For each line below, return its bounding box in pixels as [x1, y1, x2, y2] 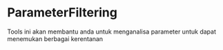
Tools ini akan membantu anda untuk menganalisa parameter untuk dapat [7, 27, 216, 36]
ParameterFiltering [7, 5, 117, 21]
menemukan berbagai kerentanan [7, 34, 104, 42]
